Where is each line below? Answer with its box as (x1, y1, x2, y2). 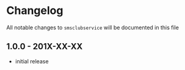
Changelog (6, 4, 63, 18)
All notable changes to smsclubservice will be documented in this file (6, 24, 179, 31)
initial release (15, 57, 49, 65)
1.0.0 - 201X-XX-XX (6, 41, 83, 52)
